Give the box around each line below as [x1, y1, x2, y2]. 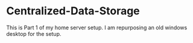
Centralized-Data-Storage [6, 4, 140, 18]
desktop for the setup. [6, 30, 62, 37]
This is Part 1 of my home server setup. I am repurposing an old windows [6, 24, 188, 31]
